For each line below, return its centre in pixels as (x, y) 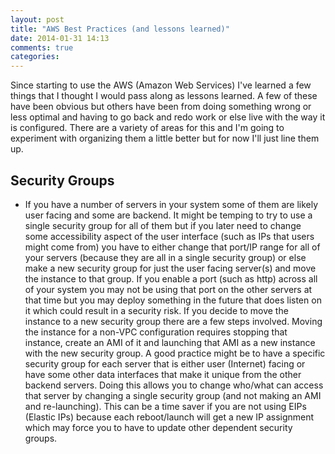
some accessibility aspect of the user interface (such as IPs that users (169, 236)
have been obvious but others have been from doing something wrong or (161, 107)
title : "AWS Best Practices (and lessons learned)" (120, 29)
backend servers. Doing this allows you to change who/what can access (174, 385)
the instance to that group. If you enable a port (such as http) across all (171, 278)
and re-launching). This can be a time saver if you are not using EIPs (165, 406)
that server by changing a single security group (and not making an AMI (173, 395)
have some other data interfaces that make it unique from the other (163, 374)
